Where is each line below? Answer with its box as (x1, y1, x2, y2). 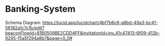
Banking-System (5, 3, 76, 15)
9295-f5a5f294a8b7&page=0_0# (5, 35, 73, 41)
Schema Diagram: (5, 20, 41, 25)
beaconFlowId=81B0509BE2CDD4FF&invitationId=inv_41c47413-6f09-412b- (5, 30, 160, 36)
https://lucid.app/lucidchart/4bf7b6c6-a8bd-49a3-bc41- (42, 20, 158, 25)
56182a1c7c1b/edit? (5, 24, 44, 30)
